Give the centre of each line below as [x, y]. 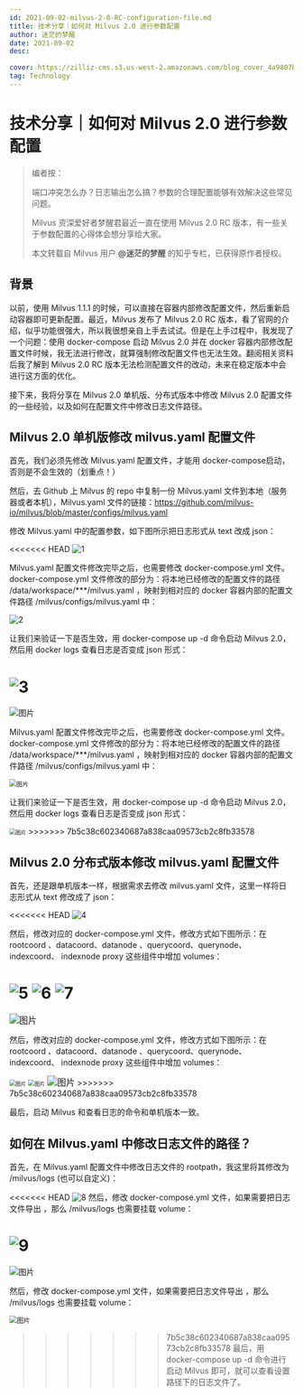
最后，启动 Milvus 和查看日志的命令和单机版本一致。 [107, 1112]
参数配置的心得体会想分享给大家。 [103, 234]
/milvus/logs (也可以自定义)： [64, 1178]
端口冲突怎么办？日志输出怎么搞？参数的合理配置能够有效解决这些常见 [162, 192]
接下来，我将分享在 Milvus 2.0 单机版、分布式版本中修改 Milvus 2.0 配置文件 [151, 395]
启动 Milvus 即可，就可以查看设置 [228, 1371]
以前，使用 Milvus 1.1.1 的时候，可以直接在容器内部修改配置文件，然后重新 [146, 307]
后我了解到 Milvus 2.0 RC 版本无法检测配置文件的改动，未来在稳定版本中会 [148, 364]
